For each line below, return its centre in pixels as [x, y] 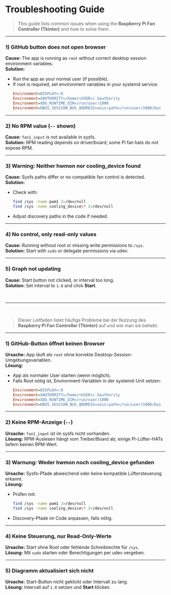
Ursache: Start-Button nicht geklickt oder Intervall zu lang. [67, 582]
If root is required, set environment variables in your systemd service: [85, 84]
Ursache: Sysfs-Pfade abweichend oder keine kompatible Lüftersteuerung [83, 473]
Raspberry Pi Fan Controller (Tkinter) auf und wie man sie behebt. [88, 325]
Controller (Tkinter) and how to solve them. [64, 29]
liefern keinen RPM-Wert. [32, 444]
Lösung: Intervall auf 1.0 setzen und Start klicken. [58, 587]
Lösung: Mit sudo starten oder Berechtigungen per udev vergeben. [75, 553]
